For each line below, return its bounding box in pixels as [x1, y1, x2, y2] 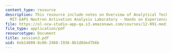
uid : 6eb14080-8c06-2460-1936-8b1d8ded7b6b [5, 40, 100, 45]
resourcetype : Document [5, 31, 56, 36]
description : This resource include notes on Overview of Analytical [5, 12, 157, 17]
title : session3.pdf [5, 36, 50, 41]
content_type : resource [5, 7, 56, 13]
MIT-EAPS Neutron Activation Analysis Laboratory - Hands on [10, 17, 143, 22]
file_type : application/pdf [5, 26, 66, 31]
